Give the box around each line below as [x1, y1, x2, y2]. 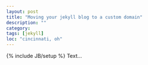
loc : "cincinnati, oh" [6, 36, 63, 42]
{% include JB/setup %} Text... [6, 53, 82, 59]
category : [6, 25, 31, 31]
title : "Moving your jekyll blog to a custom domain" [6, 14, 143, 20]
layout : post [6, 8, 39, 15]
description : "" [6, 19, 47, 25]
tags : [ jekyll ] [6, 31, 44, 37]
